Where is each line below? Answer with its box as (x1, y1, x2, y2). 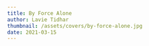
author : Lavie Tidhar (7, 16, 69, 23)
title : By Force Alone (7, 9, 72, 17)
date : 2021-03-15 (7, 28, 57, 36)
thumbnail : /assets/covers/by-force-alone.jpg (7, 22, 143, 29)
